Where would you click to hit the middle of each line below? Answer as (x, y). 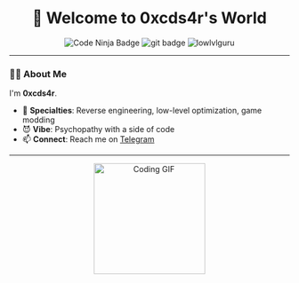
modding (38, 120)
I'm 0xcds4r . (33, 93)
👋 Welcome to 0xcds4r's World (149, 18)
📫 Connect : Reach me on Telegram (88, 139)
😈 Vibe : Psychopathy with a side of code (98, 130)
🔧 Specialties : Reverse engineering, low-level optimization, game (142, 111)
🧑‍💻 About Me (38, 74)
